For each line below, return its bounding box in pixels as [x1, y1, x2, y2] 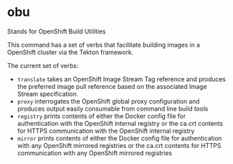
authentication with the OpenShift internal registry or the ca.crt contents [17, 119, 223, 127]
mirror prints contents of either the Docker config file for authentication [17, 133, 223, 142]
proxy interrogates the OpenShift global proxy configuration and [17, 97, 200, 105]
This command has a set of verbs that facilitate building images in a [7, 40, 200, 49]
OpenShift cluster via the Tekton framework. [7, 48, 134, 56]
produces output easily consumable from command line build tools [17, 104, 209, 113]
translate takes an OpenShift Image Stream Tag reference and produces [17, 74, 226, 83]
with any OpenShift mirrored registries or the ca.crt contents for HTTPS [17, 141, 222, 149]
